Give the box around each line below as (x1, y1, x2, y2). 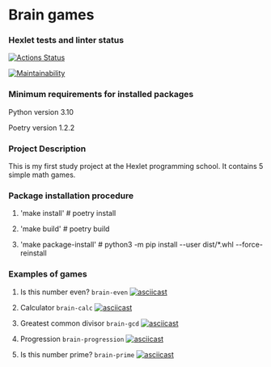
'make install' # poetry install (19, 209, 116, 218)
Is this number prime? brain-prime (19, 349, 135, 359)
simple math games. (8, 170, 76, 179)
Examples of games (8, 268, 87, 280)
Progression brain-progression (19, 334, 125, 344)
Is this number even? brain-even (19, 287, 128, 297)
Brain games (8, 6, 95, 24)
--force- (235, 240, 263, 250)
